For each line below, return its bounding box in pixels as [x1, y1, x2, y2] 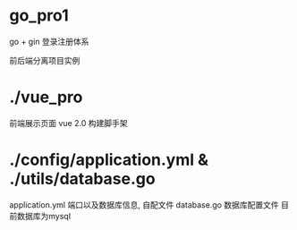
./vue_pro [9, 87, 83, 107]
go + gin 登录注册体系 [9, 36, 89, 47]
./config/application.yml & [9, 149, 208, 170]
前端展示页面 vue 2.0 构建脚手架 [9, 117, 128, 128]
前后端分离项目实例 [9, 55, 81, 65]
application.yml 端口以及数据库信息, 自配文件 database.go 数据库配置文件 [9, 199, 279, 210]
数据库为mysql [16, 210, 72, 221]
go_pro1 [9, 5, 69, 26]
